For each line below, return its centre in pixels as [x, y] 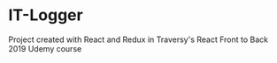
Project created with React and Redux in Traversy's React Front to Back [138, 39]
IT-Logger [46, 15]
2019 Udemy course [45, 48]
